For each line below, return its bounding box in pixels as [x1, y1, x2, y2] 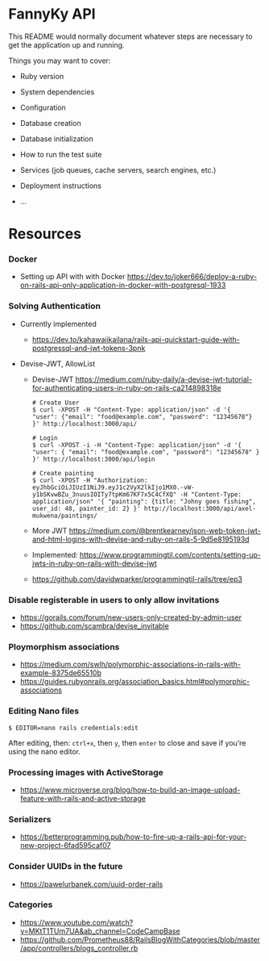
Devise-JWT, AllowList [19, 358, 96, 368]
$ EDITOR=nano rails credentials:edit [8, 724, 139, 732]
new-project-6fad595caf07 [19, 841, 111, 850]
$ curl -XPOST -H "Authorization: [31, 476, 148, 484]
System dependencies [19, 86, 95, 97]
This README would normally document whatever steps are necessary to [8, 31, 253, 41]
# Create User [31, 399, 80, 407]
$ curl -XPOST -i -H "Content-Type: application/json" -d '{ [31, 441, 242, 449]
